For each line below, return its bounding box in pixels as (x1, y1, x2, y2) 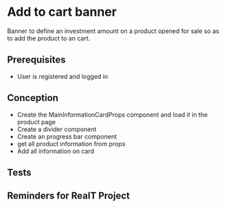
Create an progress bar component (16, 132, 117, 141)
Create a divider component (16, 125, 97, 133)
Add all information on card (16, 147, 95, 155)
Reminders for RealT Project (7, 190, 131, 202)
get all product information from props (16, 139, 126, 148)
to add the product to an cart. (7, 34, 91, 42)
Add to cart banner (7, 4, 117, 20)
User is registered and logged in (16, 72, 109, 80)
